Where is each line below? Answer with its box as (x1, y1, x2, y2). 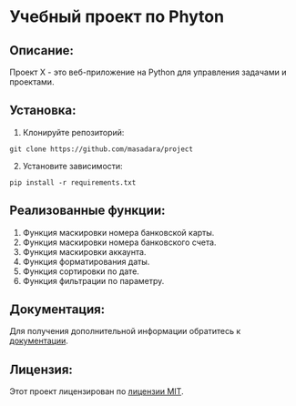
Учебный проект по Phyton (9, 6, 225, 27)
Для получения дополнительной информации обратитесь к (9, 326, 241, 337)
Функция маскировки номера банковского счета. (22, 237, 217, 248)
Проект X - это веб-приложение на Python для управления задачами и (9, 66, 287, 77)
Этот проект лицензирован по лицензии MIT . (9, 386, 184, 397)
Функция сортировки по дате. (22, 266, 139, 277)
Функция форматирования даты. (22, 256, 150, 267)
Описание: (9, 43, 75, 58)
